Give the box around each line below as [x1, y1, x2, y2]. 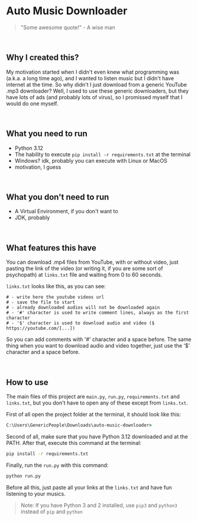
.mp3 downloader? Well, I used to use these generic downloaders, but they [6, 87, 189, 94]
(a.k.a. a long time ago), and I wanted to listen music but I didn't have [6, 74, 175, 81]
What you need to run [6, 129, 88, 139]
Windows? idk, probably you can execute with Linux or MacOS [14, 157, 167, 164]
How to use [6, 377, 49, 387]
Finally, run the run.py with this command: [6, 462, 109, 469]
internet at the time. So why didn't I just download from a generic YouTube [6, 81, 188, 88]
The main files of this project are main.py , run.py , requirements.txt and [6, 393, 180, 400]
